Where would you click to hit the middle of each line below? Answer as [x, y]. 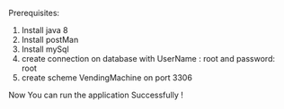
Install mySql [45, 49]
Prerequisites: [34, 13]
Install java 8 [44, 30]
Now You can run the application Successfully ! [96, 95]
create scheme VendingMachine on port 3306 [106, 78]
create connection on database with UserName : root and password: [148, 59]
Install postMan [50, 40]
